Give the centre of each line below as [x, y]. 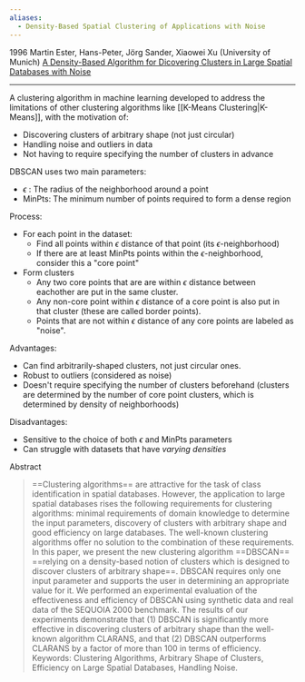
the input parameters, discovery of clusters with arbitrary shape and [159, 522]
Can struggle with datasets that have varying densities [124, 449]
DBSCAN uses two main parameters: [78, 171]
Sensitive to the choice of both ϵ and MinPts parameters [128, 439]
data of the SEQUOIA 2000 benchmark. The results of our [140, 609]
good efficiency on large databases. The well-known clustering [150, 532]
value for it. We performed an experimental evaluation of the [144, 590]
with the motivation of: [87, 117]
